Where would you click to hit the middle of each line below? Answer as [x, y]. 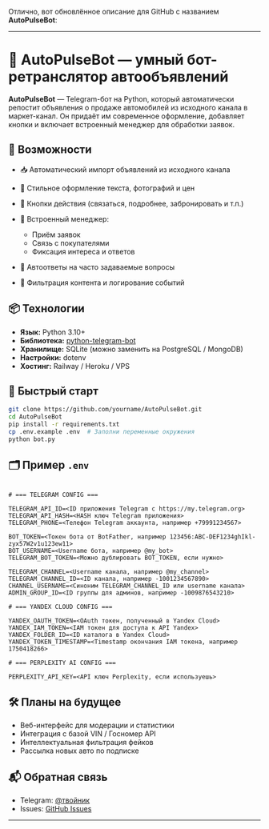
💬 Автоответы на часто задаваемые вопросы [97, 266]
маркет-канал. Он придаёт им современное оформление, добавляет [126, 116]
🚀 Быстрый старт [53, 391]
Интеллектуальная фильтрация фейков [86, 743]
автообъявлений [170, 77]
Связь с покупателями [70, 242]
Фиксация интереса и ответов [83, 251]
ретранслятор [58, 77]
